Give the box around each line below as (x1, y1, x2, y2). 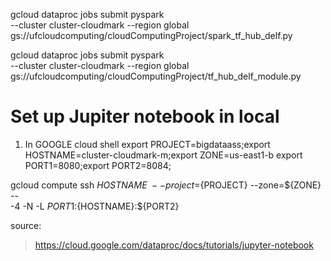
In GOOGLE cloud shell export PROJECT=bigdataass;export (24, 138, 271, 150)
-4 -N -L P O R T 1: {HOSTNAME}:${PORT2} (10, 200, 180, 212)
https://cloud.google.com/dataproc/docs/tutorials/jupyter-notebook (34, 239, 314, 251)
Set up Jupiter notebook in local (10, 105, 280, 128)
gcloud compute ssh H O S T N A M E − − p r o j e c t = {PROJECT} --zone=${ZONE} (10, 179, 322, 191)
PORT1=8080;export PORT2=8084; (24, 159, 172, 171)
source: (10, 219, 42, 231)
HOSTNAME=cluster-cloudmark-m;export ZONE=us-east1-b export (24, 149, 303, 161)
